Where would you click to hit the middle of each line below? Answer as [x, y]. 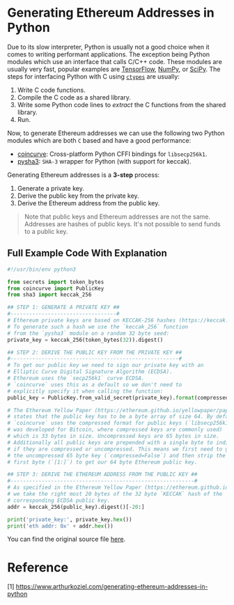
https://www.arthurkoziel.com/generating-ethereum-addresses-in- [112, 587]
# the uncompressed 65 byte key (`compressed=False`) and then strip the [117, 455]
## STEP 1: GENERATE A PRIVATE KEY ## [63, 308]
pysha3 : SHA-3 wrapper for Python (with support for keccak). [104, 161]
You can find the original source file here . [67, 539]
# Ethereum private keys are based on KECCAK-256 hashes [92, 320]
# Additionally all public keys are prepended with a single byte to [110, 442]
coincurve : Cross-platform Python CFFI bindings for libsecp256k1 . [112, 154]
